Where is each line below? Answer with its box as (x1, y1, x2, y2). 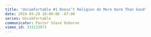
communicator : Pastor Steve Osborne (5, 20, 79, 25)
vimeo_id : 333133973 (5, 25, 47, 30)
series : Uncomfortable (5, 16, 51, 21)
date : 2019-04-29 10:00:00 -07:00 (5, 12, 75, 16)
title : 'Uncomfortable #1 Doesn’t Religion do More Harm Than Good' (5, 7, 147, 12)
